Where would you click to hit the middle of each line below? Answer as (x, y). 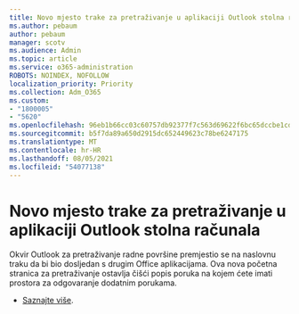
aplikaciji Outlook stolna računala (135, 230)
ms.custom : (29, 100)
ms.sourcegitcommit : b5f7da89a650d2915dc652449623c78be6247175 (129, 134)
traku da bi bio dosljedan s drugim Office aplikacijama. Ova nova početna (143, 264)
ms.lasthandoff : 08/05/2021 (61, 158)
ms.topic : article (43, 59)
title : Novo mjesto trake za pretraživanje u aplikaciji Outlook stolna (147, 17)
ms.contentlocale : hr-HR (55, 150)
